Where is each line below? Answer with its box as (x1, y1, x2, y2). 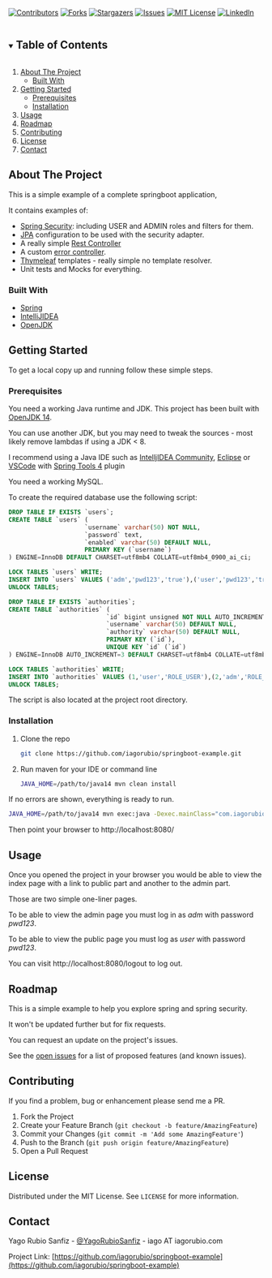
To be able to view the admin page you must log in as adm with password (8, 910, 254, 920)
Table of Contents (15, 38, 108, 52)
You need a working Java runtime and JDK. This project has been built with (8, 404, 260, 414)
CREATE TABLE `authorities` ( (8, 605, 111, 613)
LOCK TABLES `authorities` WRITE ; (8, 665, 125, 673)
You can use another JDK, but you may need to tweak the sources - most (8, 428, 253, 438)
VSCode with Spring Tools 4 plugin (8, 461, 125, 471)
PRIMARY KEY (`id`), (106, 635, 176, 644)
